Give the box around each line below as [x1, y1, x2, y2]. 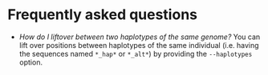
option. [18, 57, 43, 67]
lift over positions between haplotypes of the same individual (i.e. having [18, 40, 259, 49]
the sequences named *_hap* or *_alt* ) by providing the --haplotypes [18, 49, 253, 58]
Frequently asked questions [7, 6, 198, 24]
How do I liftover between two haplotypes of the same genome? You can [18, 32, 261, 41]
